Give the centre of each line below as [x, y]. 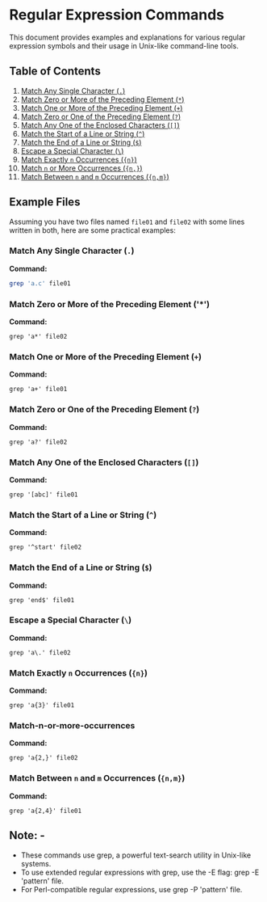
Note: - [27, 835]
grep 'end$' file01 [42, 600]
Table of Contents [55, 72]
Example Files [45, 202]
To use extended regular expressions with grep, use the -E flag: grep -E [140, 872]
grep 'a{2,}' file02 [44, 758]
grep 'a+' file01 [38, 390]
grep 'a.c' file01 [40, 283]
